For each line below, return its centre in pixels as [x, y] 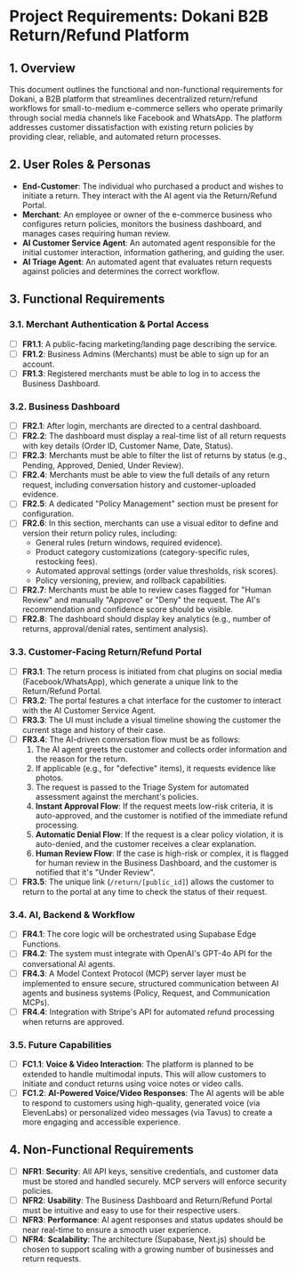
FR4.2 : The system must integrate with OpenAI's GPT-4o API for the [147, 954]
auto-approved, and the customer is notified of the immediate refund [161, 816]
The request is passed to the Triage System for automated [142, 787]
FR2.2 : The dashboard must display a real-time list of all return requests [154, 436]
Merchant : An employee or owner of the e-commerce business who [147, 214]
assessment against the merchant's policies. [116, 797]
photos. [49, 778]
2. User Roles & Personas [80, 165]
